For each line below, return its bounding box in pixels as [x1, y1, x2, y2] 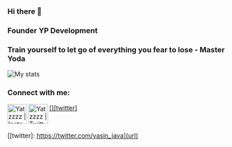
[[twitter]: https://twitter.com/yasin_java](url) [7, 131, 139, 140]
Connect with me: [7, 88, 70, 98]
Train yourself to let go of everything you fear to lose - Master [7, 44, 226, 54]
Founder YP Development [7, 25, 98, 35]
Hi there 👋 [7, 6, 43, 16]
